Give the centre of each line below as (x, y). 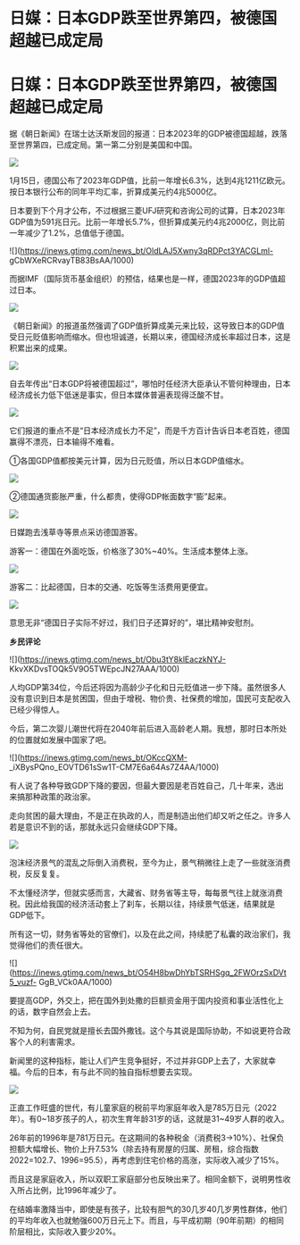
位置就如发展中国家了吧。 (64, 740)
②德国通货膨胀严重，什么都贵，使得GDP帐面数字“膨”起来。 (121, 497)
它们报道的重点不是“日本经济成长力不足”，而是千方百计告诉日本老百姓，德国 (150, 430)
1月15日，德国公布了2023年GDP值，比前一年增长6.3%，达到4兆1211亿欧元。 (150, 180)
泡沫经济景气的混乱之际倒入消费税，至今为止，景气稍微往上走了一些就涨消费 (150, 863)
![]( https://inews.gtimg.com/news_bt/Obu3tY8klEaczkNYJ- (117, 660)
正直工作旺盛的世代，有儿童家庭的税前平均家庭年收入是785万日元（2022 (143, 1107)
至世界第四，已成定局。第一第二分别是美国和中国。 (103, 145)
